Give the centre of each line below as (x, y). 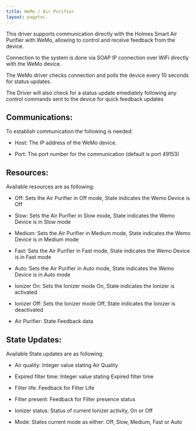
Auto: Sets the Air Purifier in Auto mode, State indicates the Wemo (94, 269)
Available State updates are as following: (55, 354)
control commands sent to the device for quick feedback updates (85, 99)
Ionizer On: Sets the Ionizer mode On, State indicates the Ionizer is (94, 286)
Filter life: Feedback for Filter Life (54, 388)
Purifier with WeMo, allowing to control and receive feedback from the (91, 40)
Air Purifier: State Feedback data (54, 321)
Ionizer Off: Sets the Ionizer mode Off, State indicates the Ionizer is (95, 304)
